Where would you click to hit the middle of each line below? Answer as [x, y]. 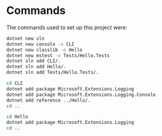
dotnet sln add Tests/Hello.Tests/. [52, 73]
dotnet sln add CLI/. [34, 61]
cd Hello [17, 117]
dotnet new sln [25, 38]
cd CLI [15, 83]
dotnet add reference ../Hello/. [49, 100]
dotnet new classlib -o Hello [45, 50]
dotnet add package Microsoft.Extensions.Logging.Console [81, 95]
